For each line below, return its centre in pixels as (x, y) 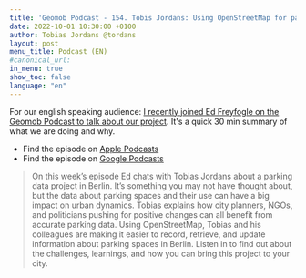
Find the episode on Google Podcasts (93, 158)
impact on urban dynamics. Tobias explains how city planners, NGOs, (162, 205)
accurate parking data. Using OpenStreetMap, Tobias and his (146, 224)
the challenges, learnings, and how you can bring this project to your (161, 253)
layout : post (34, 43)
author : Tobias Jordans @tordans (73, 35)
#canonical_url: (40, 60)
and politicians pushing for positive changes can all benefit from (152, 214)
